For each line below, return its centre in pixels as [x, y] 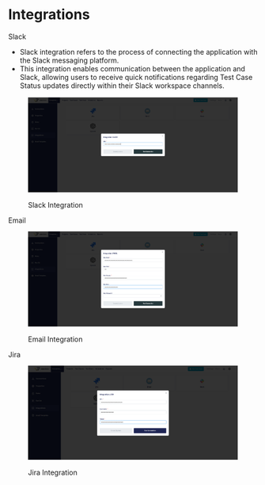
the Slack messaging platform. [69, 60]
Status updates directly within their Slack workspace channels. [122, 86]
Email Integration [55, 339]
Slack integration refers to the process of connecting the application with [138, 52]
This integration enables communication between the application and [132, 68]
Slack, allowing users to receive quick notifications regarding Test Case [136, 77]
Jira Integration [53, 472]
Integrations [49, 15]
